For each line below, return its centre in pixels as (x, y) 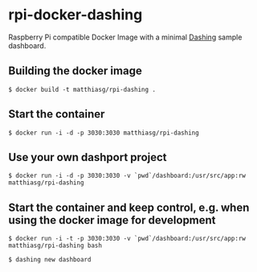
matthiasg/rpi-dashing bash (55, 246)
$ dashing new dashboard (50, 260)
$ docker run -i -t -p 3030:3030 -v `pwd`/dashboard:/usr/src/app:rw (127, 239)
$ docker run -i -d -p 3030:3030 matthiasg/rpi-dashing (104, 133)
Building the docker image (75, 71)
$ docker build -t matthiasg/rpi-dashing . (82, 89)
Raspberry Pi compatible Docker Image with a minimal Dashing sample (125, 37)
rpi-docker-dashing (75, 15)
